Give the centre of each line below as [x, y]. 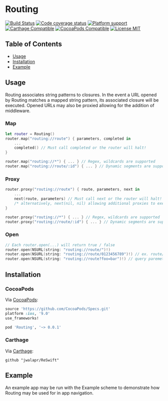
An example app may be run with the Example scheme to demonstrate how [82, 387]
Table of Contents [34, 44]
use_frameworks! [22, 318]
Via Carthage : [19, 351]
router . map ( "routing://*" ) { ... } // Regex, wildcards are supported [80, 162]
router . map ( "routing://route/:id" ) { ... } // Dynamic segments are [78, 166]
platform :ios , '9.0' [28, 313]
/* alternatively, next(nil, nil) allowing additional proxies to [85, 203]
